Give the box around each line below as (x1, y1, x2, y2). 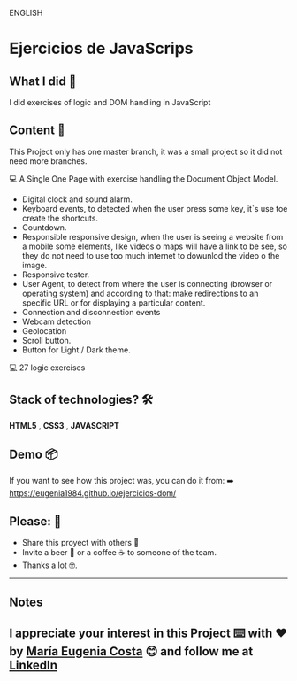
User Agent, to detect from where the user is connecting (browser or (21, 278, 273, 289)
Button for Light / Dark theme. (21, 344, 131, 355)
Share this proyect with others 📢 (21, 538, 140, 548)
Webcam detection (21, 316, 91, 327)
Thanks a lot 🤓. (21, 560, 78, 570)
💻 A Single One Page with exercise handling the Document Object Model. (9, 173, 278, 184)
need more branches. (9, 155, 88, 166)
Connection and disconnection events (21, 306, 161, 317)
